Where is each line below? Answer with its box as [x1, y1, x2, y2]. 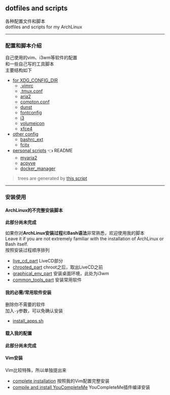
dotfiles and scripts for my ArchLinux [5, 24, 82, 30]
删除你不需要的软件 [5, 301, 46, 308]
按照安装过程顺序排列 [5, 247, 50, 253]
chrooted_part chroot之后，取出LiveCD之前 [12, 264, 103, 270]
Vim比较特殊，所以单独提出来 [5, 367, 67, 373]
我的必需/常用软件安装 [5, 289, 52, 295]
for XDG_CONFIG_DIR [12, 77, 58, 83]
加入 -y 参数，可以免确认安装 [5, 308, 63, 314]
